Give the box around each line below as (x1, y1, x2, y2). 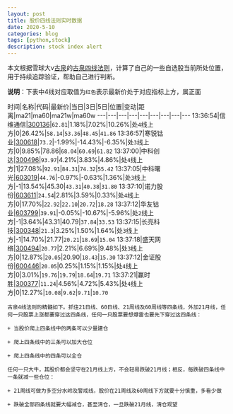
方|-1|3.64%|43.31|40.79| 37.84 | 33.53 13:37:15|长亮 (7, 217, 154, 226)
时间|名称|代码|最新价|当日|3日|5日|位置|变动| (7, 103, 139, 110)
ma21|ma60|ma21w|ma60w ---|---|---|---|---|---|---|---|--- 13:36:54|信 (15, 111, 226, 120)
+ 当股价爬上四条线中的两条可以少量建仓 (7, 325, 109, 332)
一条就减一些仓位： (7, 374, 55, 381)
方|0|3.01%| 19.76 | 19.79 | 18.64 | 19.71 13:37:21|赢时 (7, 270, 150, 279)
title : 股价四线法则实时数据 (7, 17, 83, 24)
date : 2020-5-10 (7, 23, 55, 30)
